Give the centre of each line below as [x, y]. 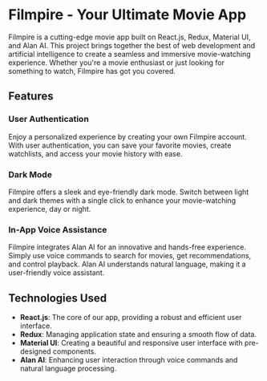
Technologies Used [57, 298]
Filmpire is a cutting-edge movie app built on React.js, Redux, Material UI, [129, 37]
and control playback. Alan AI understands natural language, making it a [127, 264]
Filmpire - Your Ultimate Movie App [127, 15]
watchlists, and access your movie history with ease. [95, 153]
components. [75, 351]
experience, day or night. [50, 209]
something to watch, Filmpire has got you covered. [92, 71]
